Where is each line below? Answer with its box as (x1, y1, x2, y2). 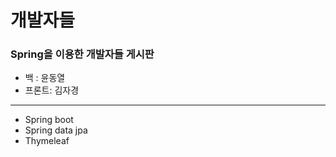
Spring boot (24, 114, 74, 126)
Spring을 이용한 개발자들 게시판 (10, 47, 155, 61)
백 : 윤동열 (24, 72, 66, 84)
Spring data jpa (24, 124, 88, 136)
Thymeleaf (24, 135, 70, 147)
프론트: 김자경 (24, 84, 80, 96)
